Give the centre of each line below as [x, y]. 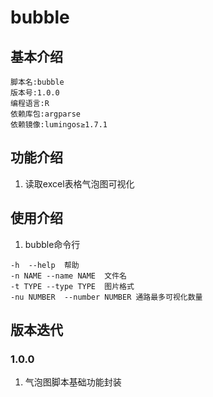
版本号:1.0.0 [35, 93]
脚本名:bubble [37, 82]
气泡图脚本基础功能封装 [73, 382]
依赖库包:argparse [45, 114]
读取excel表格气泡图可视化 [79, 183]
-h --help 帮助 [45, 265]
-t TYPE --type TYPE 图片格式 [72, 286]
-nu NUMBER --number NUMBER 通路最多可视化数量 [106, 297]
